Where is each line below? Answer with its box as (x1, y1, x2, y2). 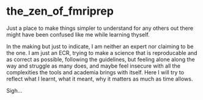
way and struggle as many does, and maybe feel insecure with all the (6, 62, 180, 70)
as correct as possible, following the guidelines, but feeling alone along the (6, 55, 195, 63)
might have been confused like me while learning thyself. (6, 30, 150, 38)
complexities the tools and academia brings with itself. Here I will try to (6, 68, 185, 76)
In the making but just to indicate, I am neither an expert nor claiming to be (6, 43, 194, 50)
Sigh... (6, 87, 23, 94)
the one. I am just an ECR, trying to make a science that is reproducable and (6, 49, 197, 56)
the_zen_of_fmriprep (6, 4, 114, 18)
